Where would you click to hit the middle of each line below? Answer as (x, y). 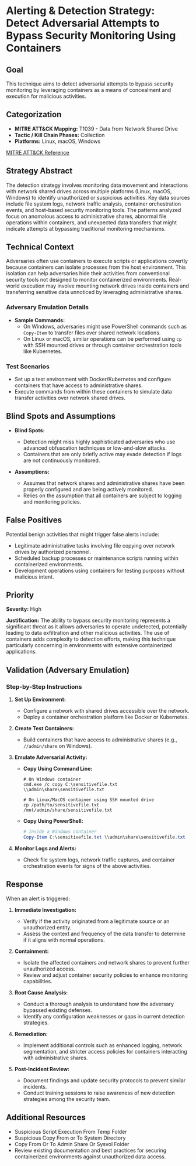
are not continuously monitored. (62, 460)
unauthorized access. (49, 969)
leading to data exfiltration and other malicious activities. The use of (88, 633)
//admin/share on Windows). (57, 746)
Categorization (34, 114)
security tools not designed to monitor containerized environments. (87, 280)
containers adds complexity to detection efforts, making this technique (91, 639)
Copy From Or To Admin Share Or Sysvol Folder (72, 1144)
